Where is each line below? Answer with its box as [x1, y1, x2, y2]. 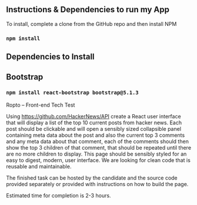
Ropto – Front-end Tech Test [6, 101, 75, 108]
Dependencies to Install [6, 52, 95, 62]
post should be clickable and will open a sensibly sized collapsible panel [6, 125, 181, 132]
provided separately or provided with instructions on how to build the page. [6, 180, 189, 187]
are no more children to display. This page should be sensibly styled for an [6, 150, 187, 157]
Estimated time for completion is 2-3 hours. [6, 191, 111, 199]
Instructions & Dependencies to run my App [6, 5, 169, 15]
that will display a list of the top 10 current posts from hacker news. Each [6, 119, 182, 126]
